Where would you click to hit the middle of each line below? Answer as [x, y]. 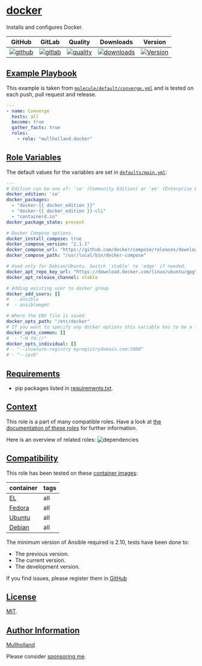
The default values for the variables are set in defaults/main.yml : [87, 172]
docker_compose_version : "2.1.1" [48, 244]
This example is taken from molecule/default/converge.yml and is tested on [100, 88]
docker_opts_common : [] [36, 332]
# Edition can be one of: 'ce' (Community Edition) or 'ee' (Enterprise [99, 189]
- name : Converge [28, 111]
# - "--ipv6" [23, 355]
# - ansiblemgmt [28, 305]
